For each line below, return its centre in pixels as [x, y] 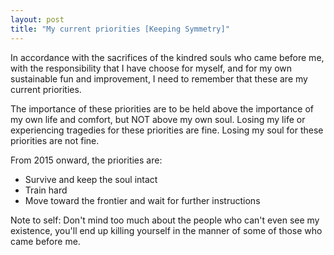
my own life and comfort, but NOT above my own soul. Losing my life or [158, 119]
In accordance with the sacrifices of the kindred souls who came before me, [167, 57]
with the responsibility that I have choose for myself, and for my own [151, 68]
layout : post [37, 19]
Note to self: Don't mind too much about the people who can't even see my [165, 220]
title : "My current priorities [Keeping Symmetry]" [120, 29]
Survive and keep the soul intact [91, 179]
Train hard [46, 190]
